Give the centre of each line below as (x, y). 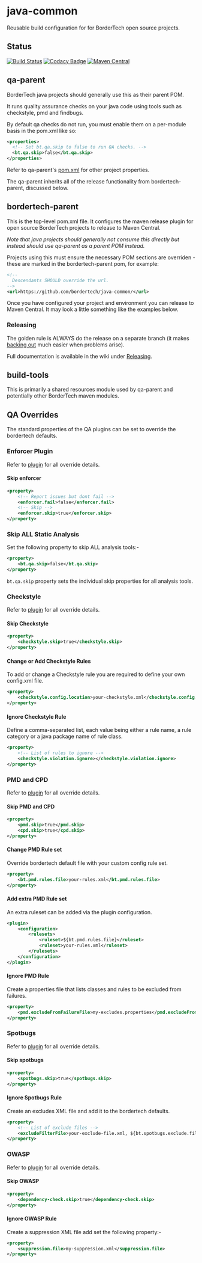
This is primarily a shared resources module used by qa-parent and (90, 390)
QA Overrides (33, 415)
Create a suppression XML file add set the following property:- (84, 1232)
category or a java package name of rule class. (65, 736)
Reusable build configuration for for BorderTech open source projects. (94, 28)
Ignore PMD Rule (28, 976)
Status (19, 47)
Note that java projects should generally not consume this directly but (93, 239)
